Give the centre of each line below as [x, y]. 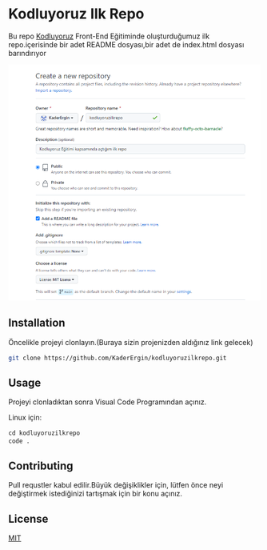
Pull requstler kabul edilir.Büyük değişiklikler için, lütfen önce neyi [116, 485]
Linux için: [25, 418]
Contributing [41, 466]
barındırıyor [27, 53]
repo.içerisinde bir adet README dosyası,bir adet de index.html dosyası [126, 44]
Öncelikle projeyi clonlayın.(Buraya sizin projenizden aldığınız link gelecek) [131, 342]
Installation [37, 323]
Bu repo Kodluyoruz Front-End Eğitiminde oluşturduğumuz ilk [109, 36]
